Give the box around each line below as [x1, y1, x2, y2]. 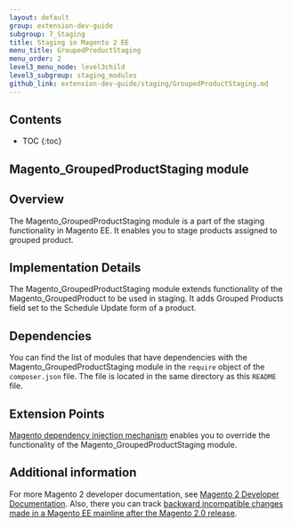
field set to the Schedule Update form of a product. [9, 303, 197, 313]
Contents [9, 112, 62, 127]
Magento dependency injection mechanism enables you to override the [9, 430, 271, 441]
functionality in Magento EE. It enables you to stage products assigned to [9, 224, 278, 236]
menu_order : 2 [9, 54, 62, 63]
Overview [9, 192, 65, 207]
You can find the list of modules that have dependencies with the [9, 353, 247, 363]
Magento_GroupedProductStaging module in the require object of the [9, 361, 265, 372]
